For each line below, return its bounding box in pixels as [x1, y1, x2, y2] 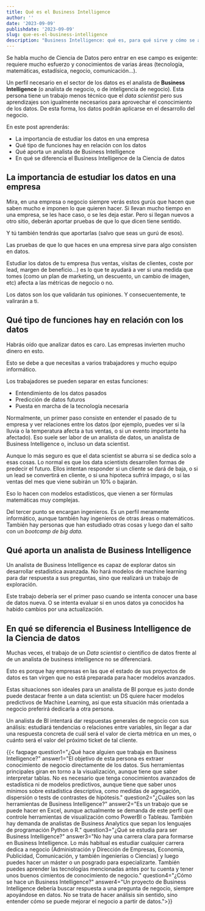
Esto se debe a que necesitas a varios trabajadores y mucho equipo [6, 359, 177, 367]
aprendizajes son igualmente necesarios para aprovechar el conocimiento [6, 98, 192, 106]
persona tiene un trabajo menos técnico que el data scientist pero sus [6, 92, 182, 99]
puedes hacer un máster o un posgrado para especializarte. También [6, 859, 180, 866]
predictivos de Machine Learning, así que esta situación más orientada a [6, 699, 189, 706]
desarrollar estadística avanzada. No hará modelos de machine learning [6, 568, 187, 575]
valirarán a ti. [6, 297, 39, 304]
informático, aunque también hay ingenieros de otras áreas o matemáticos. [6, 514, 195, 522]
